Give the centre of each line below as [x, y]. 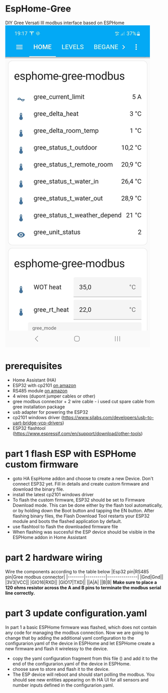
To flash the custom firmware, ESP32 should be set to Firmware [78, 500]
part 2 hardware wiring [54, 558]
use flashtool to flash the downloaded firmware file [65, 526]
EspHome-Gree [38, 9]
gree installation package [39, 407]
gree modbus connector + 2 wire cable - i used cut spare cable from [83, 401]
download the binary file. [38, 489]
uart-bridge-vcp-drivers [37, 423]
